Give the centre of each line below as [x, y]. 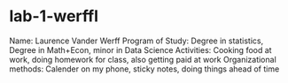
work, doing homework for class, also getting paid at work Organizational [143, 59]
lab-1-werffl [54, 16]
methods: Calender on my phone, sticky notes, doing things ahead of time [144, 69]
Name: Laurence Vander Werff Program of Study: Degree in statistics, [136, 41]
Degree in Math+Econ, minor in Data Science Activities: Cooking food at [140, 49]
